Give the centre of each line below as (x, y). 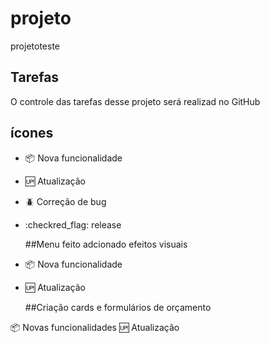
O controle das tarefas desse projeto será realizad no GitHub (135, 101)
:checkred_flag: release (73, 224)
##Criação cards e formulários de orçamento (118, 307)
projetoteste (35, 46)
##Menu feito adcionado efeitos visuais (106, 244)
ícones (32, 133)
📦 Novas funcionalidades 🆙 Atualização (95, 327)
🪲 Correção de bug (65, 201)
